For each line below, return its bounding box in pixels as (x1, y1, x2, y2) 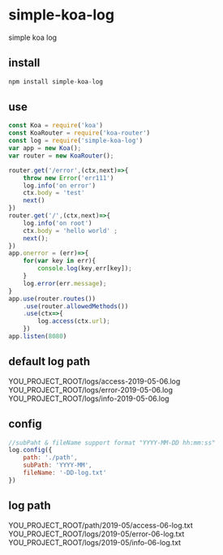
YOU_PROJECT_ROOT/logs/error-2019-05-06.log (8, 385, 173, 394)
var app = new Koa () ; (8, 144, 82, 153)
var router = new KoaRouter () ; (8, 152, 114, 160)
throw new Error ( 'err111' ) (23, 174, 114, 182)
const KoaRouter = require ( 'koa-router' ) (8, 129, 151, 137)
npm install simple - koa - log (8, 77, 104, 86)
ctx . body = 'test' (23, 189, 85, 197)
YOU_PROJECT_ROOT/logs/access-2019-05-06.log (8, 376, 181, 386)
